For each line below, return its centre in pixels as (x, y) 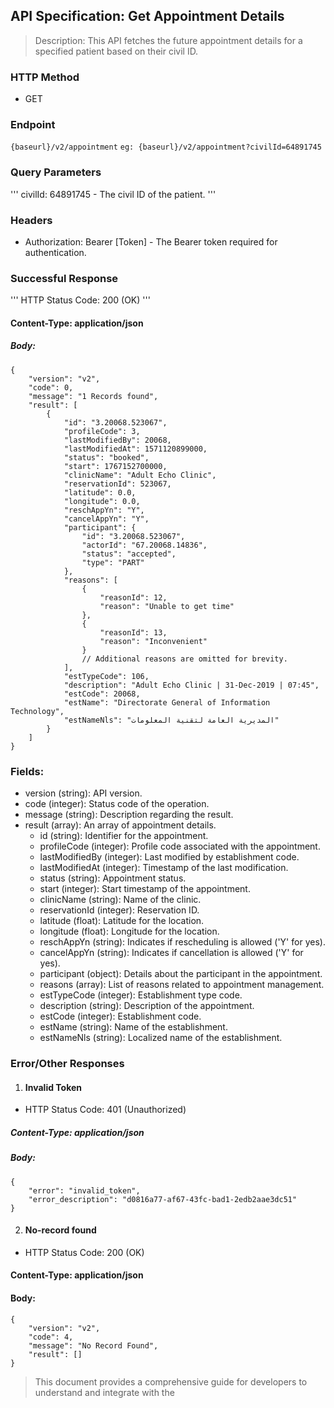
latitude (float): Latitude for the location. (122, 921)
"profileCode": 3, (102, 431)
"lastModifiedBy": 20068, (117, 440)
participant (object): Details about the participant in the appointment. (181, 974)
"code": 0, (51, 387)
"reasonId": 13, (133, 632)
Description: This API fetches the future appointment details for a (168, 40)
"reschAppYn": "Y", (104, 510)
